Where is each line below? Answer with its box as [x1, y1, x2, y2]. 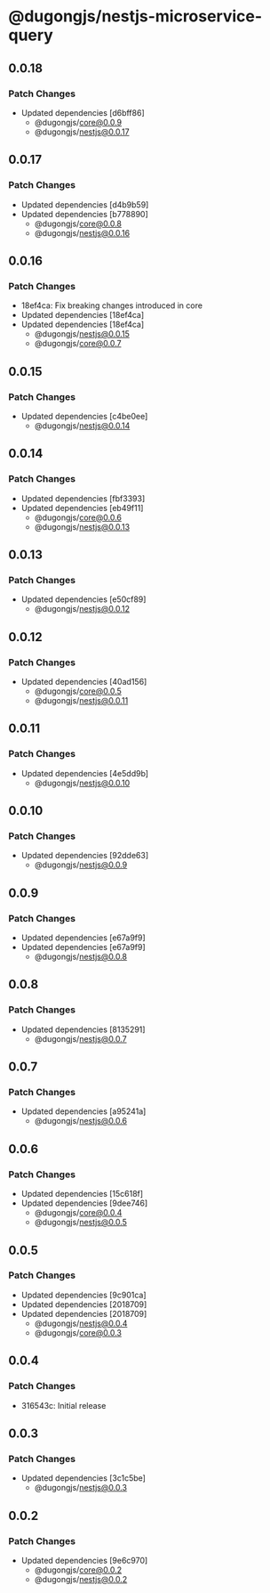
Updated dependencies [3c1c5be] [20, 1473, 146, 1483]
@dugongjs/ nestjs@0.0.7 [34, 1033, 127, 1044]
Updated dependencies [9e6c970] [20, 1555, 148, 1565]
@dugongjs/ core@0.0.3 [34, 1327, 122, 1337]
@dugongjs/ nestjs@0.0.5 [34, 1217, 128, 1228]
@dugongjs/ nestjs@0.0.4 [34, 1318, 128, 1329]
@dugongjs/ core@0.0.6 [34, 512, 122, 523]
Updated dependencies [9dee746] [20, 1198, 148, 1208]
